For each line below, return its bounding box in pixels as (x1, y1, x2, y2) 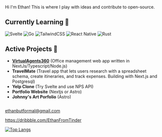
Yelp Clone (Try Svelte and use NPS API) (12, 83, 94, 89)
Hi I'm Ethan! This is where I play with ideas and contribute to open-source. (5, 4, 155, 10)
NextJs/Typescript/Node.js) (12, 63, 68, 69)
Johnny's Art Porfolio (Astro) (12, 94, 72, 100)
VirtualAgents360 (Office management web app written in (12, 58, 130, 63)
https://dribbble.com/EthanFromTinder (5, 117, 82, 123)
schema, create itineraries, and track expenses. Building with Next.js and (12, 73, 158, 79)
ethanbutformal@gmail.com (5, 108, 60, 114)
